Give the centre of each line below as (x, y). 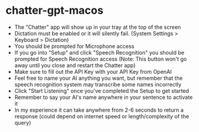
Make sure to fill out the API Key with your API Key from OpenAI (93, 71)
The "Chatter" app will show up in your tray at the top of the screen (98, 27)
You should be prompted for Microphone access (74, 46)
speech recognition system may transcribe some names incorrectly (98, 84)
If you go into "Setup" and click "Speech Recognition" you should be (99, 52)
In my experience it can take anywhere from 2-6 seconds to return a (99, 110)
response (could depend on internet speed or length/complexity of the (102, 116)
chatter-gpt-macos (54, 10)
